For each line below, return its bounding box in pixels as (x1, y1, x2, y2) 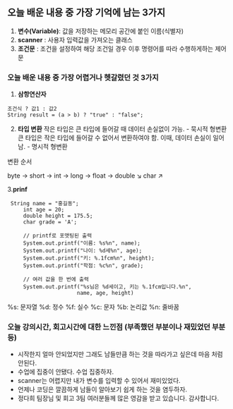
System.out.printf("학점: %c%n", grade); (23, 262, 144, 269)
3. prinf (7, 185, 28, 194)
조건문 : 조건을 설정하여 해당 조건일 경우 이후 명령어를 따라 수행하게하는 (17, 44, 214, 53)
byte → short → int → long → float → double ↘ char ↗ (7, 171, 164, 180)
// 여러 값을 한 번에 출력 (23, 276, 90, 283)
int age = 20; (23, 207, 65, 214)
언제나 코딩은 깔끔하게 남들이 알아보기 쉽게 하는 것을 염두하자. (17, 385, 188, 393)
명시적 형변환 (31, 142, 68, 151)
